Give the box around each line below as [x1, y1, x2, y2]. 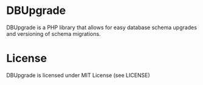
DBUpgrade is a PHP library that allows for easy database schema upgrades [6, 24, 198, 31]
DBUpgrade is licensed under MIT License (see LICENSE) [6, 71, 150, 79]
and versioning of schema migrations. [6, 30, 101, 37]
